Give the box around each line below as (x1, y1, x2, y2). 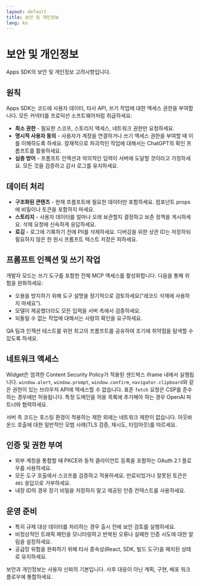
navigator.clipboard (131, 379, 183, 386)
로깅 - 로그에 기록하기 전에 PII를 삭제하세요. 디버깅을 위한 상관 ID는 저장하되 (14, 228, 191, 235)
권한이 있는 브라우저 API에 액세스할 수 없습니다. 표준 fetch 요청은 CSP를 (12, 386, 181, 393)
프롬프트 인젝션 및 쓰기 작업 (6, 255, 100, 265)
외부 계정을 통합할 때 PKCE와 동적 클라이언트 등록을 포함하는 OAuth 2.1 (14, 457, 181, 464)
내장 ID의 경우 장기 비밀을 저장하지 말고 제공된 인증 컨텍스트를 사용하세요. (14, 487, 186, 494)
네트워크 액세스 (6, 354, 59, 364)
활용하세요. (35, 147, 61, 154)
